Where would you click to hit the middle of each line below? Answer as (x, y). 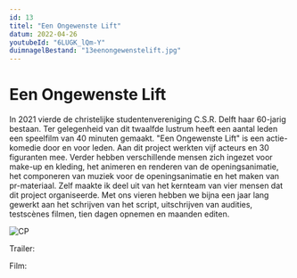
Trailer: (22, 249)
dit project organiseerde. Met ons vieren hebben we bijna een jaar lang (139, 195)
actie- (277, 138)
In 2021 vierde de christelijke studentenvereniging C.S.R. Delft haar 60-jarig (148, 119)
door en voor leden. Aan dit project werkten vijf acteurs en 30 (156, 148)
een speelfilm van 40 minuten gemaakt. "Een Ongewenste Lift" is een (137, 138)
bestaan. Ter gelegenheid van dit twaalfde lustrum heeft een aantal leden (144, 129)
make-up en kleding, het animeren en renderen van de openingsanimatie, (144, 167)
